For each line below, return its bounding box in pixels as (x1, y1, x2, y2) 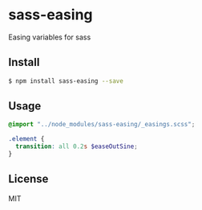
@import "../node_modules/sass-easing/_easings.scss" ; (8, 121, 196, 129)
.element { (8, 135, 45, 143)
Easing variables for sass (8, 32, 91, 42)
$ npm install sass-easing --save (8, 76, 124, 85)
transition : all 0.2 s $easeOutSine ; (15, 142, 138, 150)
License (8, 172, 49, 186)
